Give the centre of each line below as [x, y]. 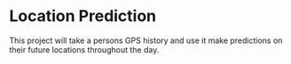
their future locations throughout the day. [84, 49]
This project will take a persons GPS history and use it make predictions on [146, 40]
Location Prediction [83, 16]
